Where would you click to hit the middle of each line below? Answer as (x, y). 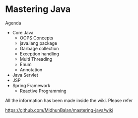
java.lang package (38, 43)
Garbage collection (39, 48)
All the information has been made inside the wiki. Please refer (69, 100)
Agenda (13, 23)
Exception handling (39, 54)
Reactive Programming (43, 91)
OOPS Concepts (36, 38)
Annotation (31, 69)
